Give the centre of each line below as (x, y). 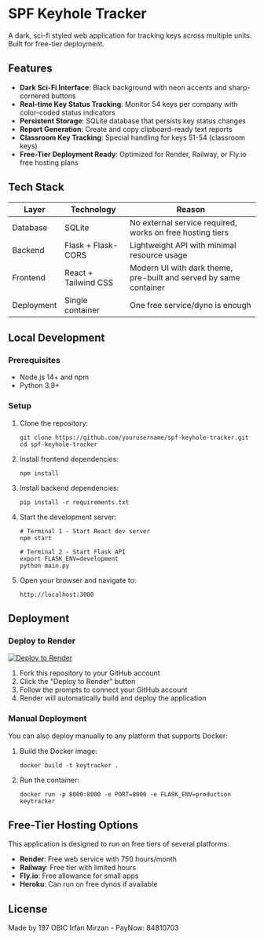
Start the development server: (68, 517)
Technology (93, 209)
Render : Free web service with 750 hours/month (98, 859)
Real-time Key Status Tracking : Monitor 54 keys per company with (128, 104)
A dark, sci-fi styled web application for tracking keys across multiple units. (130, 35)
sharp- (239, 87)
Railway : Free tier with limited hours (78, 868)
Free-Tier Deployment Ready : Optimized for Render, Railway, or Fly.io (133, 154)
